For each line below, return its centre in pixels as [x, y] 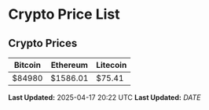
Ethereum [70, 65]
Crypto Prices [43, 43]
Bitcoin [27, 65]
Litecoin [111, 65]
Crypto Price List [64, 14]
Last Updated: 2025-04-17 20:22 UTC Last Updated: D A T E [104, 98]
